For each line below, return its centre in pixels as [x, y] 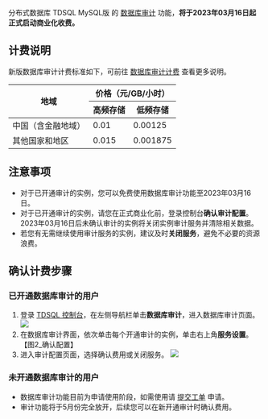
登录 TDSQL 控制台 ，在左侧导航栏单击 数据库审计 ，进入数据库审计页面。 [140, 315]
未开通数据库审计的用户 [54, 378]
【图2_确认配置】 [49, 345]
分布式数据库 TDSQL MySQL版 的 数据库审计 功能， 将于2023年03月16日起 [132, 12]
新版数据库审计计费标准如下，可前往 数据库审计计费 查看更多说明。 [120, 71]
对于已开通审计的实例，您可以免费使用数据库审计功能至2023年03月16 [136, 193]
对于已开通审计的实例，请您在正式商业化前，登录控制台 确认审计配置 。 [136, 213]
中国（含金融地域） [49, 126]
